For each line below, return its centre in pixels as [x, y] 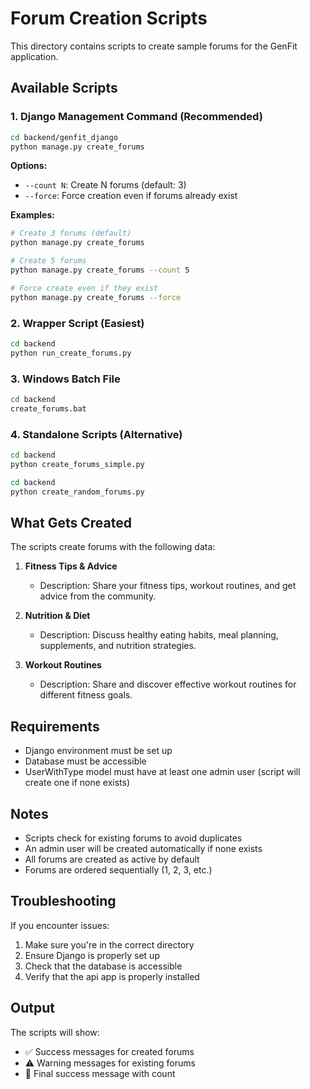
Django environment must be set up [98, 751]
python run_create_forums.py [71, 353]
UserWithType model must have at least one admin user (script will [162, 772]
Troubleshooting [63, 901]
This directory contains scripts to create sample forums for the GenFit [154, 46]
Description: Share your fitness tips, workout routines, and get [168, 586]
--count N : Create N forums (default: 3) [105, 185]
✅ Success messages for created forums [109, 1051]
